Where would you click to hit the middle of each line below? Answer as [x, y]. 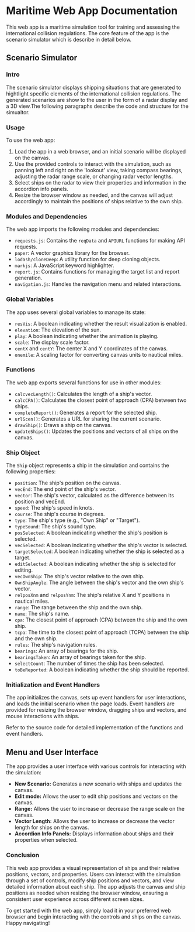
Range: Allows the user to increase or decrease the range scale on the [100, 809]
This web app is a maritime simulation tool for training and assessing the [93, 27]
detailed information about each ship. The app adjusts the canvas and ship [96, 886]
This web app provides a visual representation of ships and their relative [93, 868]
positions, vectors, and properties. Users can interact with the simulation [93, 874]
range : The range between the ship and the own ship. [79, 607]
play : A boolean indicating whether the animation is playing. [86, 336]
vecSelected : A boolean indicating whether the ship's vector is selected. [101, 545]
